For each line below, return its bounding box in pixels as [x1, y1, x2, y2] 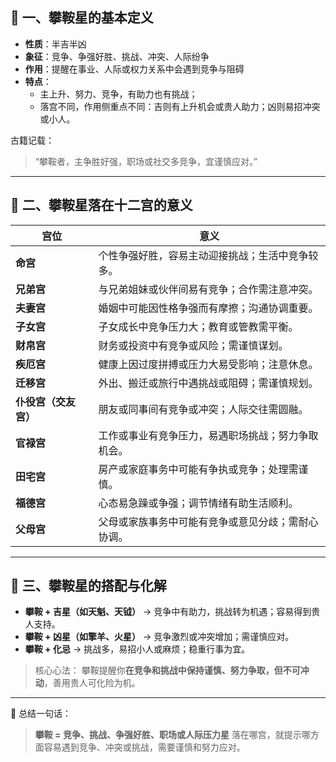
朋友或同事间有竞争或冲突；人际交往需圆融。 [98, 402, 309, 416]
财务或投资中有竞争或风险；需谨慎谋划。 [98, 338, 289, 352]
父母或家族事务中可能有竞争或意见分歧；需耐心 [98, 514, 319, 528]
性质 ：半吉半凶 [24, 38, 87, 50]
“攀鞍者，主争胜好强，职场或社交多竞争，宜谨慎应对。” [34, 155, 258, 167]
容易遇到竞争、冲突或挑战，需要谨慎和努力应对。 [43, 741, 246, 753]
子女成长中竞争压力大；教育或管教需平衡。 [98, 319, 299, 333]
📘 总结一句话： [10, 708, 72, 720]
